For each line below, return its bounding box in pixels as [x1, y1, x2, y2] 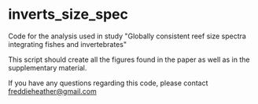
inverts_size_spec [8, 5, 128, 23]
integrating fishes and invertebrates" [8, 39, 127, 48]
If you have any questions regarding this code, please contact [8, 78, 208, 88]
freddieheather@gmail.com [8, 86, 97, 95]
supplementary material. [8, 63, 87, 72]
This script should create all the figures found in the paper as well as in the [8, 55, 250, 64]
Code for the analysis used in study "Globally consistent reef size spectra [8, 31, 246, 41]
